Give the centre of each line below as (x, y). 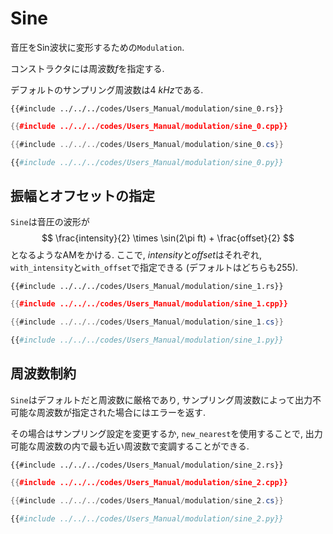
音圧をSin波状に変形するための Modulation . (97, 47)
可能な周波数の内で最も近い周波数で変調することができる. (130, 446)
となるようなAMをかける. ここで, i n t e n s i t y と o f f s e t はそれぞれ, (136, 255)
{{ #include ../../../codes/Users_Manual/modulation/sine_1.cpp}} (149, 304)
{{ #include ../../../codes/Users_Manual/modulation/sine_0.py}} (147, 162)
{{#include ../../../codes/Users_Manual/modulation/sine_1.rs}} (147, 287)
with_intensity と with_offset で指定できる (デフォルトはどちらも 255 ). (154, 268)
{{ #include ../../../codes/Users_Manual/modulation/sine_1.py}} (147, 340)
